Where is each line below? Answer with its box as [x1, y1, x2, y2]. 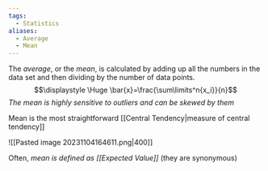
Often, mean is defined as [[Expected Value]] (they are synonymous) [8, 153, 238, 163]
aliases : [8, 27, 38, 35]
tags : [8, 11, 27, 20]
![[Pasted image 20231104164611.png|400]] [8, 138, 153, 148]
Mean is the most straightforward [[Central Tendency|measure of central [8, 114, 250, 123]
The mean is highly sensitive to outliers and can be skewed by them [8, 98, 235, 107]
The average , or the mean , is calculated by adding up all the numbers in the [8, 64, 261, 73]
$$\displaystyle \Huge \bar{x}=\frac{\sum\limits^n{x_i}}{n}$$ [33, 85, 238, 95]
